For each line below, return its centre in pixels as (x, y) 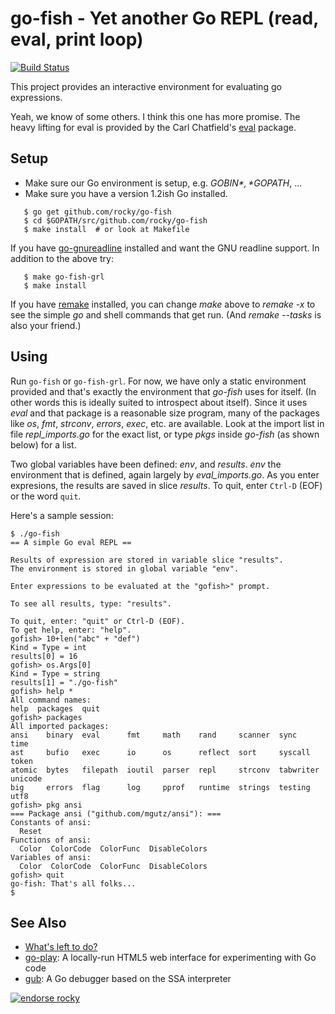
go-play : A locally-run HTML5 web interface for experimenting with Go (170, 958)
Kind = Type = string (55, 673)
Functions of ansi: (51, 840)
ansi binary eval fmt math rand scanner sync (154, 735)
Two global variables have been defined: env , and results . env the (146, 464)
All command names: (51, 700)
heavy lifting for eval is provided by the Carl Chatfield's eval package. (153, 127)
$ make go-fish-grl (64, 277)
